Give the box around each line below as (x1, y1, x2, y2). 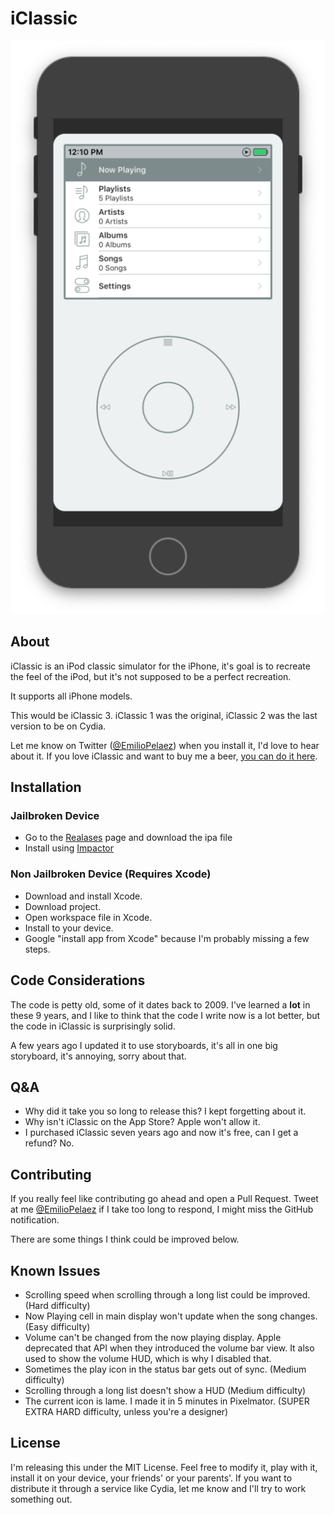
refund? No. (24, 1137, 75, 1149)
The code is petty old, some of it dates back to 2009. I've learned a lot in (10, 998, 311, 1011)
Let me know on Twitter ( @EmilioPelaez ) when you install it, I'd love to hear (10, 739, 320, 751)
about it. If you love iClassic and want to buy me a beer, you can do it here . (10, 750, 318, 762)
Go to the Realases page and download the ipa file (24, 832, 233, 844)
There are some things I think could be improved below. (10, 1233, 240, 1246)
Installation (10, 779, 82, 796)
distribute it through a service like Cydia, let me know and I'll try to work (10, 1482, 307, 1494)
